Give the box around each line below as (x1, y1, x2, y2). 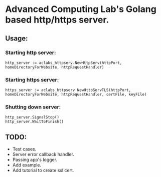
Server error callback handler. (12, 151, 74, 157)
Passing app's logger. (12, 156, 58, 163)
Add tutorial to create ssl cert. (12, 167, 74, 173)
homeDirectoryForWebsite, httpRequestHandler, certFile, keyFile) (5, 92, 147, 97)
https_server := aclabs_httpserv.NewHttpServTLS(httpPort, (5, 87, 131, 93)
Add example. (12, 162, 42, 168)
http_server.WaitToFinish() (5, 119, 64, 124)
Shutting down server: (5, 103, 61, 110)
